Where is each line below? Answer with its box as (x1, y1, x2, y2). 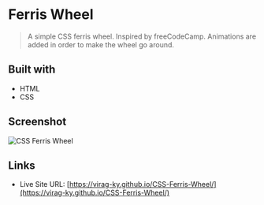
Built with (8, 63, 56, 76)
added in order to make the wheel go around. (27, 39, 175, 49)
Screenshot (8, 115, 67, 129)
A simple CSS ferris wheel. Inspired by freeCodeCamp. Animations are (27, 32, 257, 41)
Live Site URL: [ (19, 180, 70, 189)
